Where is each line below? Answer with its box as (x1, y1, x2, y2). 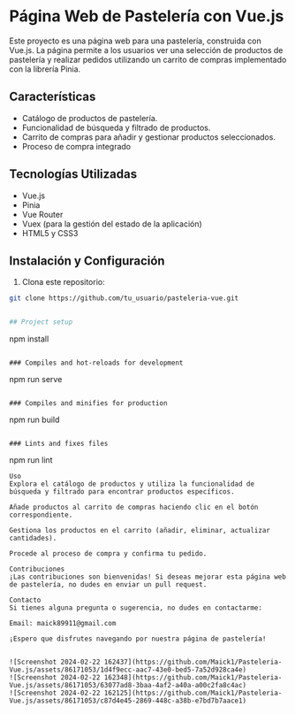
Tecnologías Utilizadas (9, 166, 138, 182)
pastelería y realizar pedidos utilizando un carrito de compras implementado (9, 54, 287, 65)
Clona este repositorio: (21, 277, 105, 288)
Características (9, 89, 96, 104)
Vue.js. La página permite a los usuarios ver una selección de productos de (9, 44, 284, 55)
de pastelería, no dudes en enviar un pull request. (9, 580, 208, 589)
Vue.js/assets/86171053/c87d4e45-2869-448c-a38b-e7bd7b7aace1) (9, 696, 247, 705)
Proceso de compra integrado (21, 141, 131, 151)
